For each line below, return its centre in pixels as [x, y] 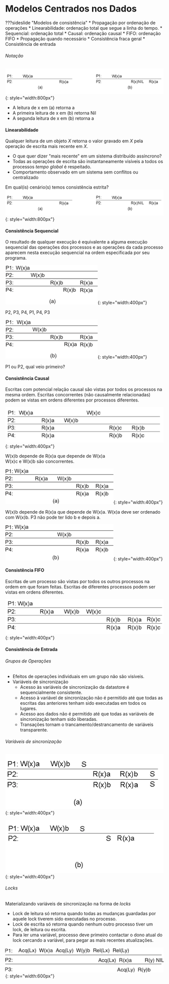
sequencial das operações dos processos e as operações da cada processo [84, 248]
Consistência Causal [27, 378]
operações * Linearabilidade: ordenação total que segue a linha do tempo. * [84, 28]
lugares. [28, 709]
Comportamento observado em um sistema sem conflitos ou [75, 172]
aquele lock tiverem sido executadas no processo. [65, 919]
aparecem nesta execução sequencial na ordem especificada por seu [77, 253]
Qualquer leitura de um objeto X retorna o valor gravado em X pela [74, 141]
